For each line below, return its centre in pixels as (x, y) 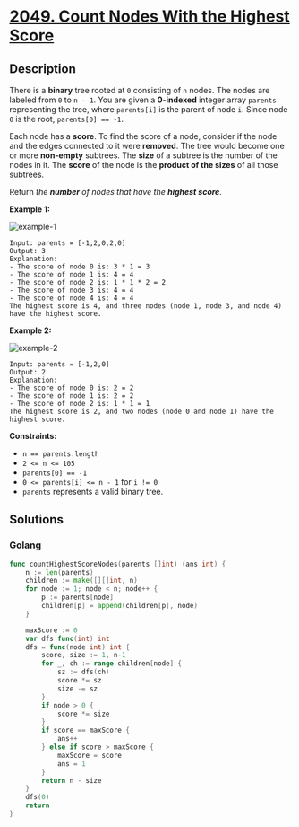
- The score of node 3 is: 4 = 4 (72, 290)
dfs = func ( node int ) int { (77, 647)
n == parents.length (60, 454)
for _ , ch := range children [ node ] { (111, 664)
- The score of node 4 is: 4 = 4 (72, 298)
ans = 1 (72, 764)
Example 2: (30, 330)
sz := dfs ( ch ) (83, 672)
